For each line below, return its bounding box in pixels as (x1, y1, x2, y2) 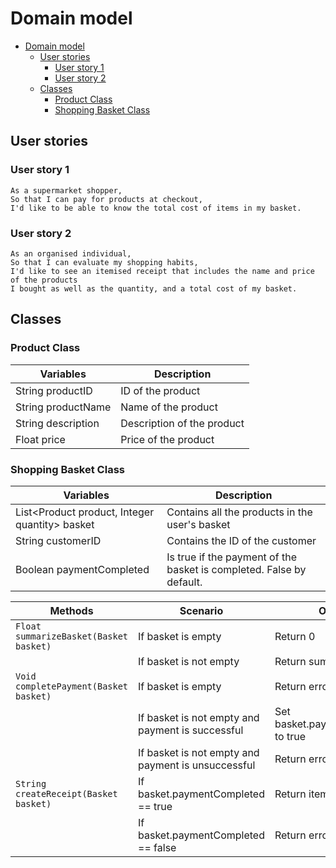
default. (166, 575, 203, 589)
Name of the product (120, 400, 218, 414)
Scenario (179, 603, 224, 617)
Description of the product (120, 416, 245, 430)
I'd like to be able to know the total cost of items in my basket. (10, 203, 302, 213)
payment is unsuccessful (138, 758, 256, 772)
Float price (15, 432, 66, 446)
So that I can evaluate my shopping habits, (10, 257, 199, 267)
